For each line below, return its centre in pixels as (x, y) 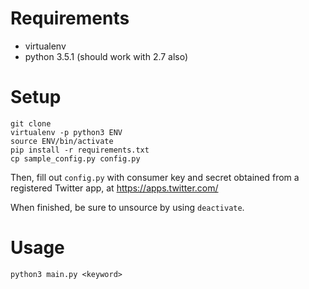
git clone (31, 123)
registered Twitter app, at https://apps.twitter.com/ (114, 188)
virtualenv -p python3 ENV (66, 132)
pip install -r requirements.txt (80, 150)
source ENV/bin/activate (62, 141)
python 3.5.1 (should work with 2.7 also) (106, 56)
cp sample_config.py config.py (75, 158)
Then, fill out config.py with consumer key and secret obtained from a (155, 177)
